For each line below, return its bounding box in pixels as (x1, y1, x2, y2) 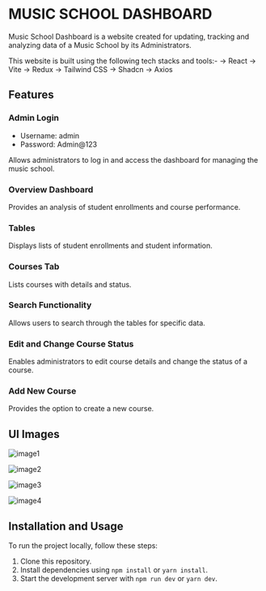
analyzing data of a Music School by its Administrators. (8, 40, 192, 49)
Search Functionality (8, 300, 92, 311)
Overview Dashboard (8, 184, 94, 195)
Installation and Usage (8, 519, 124, 533)
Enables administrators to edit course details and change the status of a (8, 357, 248, 367)
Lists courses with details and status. (8, 279, 132, 289)
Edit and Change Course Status (8, 338, 134, 349)
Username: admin (19, 130, 80, 140)
